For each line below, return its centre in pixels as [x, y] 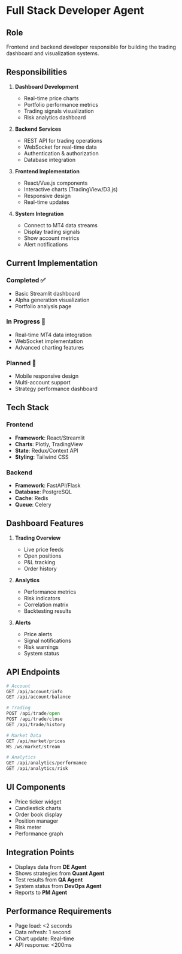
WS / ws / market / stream [33, 747]
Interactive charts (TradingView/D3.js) [71, 189]
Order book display [39, 814]
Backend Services [38, 129]
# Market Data [24, 735]
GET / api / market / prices [36, 741]
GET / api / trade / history [36, 724]
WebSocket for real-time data [60, 147]
